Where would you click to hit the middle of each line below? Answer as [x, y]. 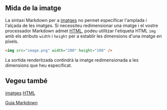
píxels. [12, 41]
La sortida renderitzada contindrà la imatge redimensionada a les [72, 60]
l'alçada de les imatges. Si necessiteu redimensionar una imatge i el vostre [82, 25]
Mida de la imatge [33, 8]
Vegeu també [26, 81]
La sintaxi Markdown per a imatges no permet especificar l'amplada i [76, 20]
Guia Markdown [21, 103]
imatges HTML [20, 93]
